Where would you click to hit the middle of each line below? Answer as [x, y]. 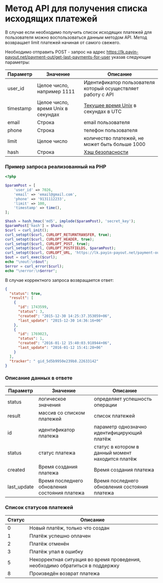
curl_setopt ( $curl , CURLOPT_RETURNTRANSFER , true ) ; [58, 235]
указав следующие [131, 57]
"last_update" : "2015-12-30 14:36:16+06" [60, 321]
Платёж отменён [49, 544]
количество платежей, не [114, 138]
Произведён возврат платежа [65, 574]
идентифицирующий [118, 433]
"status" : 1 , [31, 339]
